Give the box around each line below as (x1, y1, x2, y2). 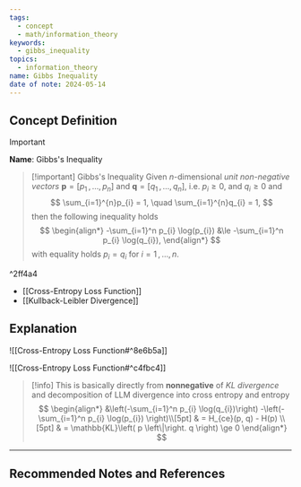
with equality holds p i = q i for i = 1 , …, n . (30, 248, 179, 262)
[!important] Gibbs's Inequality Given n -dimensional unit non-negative (30, 171, 290, 182)
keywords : (9, 38, 47, 48)
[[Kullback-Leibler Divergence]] (21, 295, 139, 306)
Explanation (9, 321, 78, 336)
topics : (9, 55, 39, 64)
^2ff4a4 (9, 268, 39, 279)
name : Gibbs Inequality (9, 72, 99, 81)
